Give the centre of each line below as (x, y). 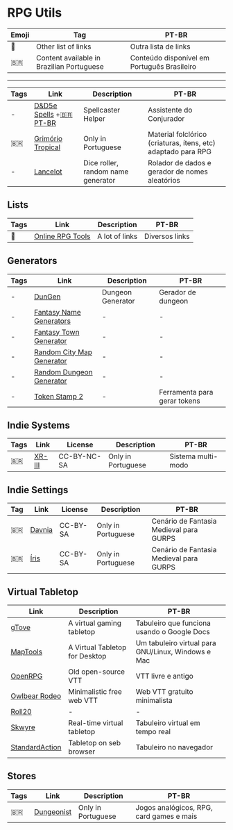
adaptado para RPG (180, 151)
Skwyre (23, 727)
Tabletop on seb (95, 743)
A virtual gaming (95, 623)
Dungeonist (53, 812)
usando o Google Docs (173, 632)
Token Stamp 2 (59, 396)
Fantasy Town (57, 332)
